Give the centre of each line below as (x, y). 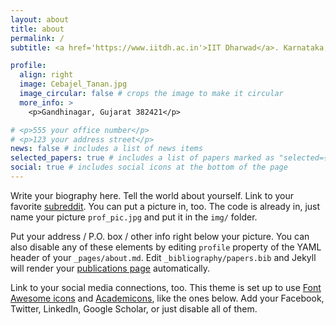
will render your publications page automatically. (110, 268)
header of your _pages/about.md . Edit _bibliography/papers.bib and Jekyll (163, 257)
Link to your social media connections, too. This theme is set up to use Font (166, 287)
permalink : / (37, 38)
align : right (46, 75)
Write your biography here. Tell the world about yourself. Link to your (152, 195)
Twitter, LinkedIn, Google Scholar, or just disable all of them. (134, 308)
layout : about (40, 19)
